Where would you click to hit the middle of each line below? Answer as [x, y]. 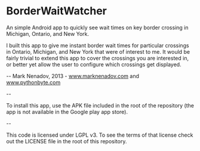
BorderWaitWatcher [57, 11]
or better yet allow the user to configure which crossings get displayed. [94, 64]
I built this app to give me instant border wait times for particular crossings [98, 45]
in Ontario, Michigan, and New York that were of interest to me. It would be [98, 51]
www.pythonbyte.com [33, 82]
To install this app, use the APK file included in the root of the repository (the [100, 105]
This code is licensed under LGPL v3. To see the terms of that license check [100, 135]
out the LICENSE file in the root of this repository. [67, 141]
